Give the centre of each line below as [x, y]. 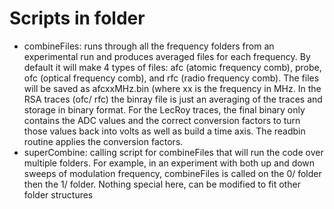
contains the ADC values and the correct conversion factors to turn [162, 120]
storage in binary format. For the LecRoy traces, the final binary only [164, 109]
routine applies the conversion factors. [103, 141]
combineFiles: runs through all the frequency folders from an [149, 46]
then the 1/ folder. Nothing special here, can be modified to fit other [162, 184]
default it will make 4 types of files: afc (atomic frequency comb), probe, [172, 67]
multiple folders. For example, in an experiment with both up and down [169, 163]
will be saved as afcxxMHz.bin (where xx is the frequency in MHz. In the [172, 88]
